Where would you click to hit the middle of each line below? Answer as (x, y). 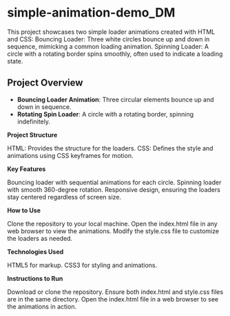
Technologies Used (35, 251)
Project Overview (45, 83)
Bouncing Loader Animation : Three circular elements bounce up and (116, 99)
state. (15, 61)
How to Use (24, 210)
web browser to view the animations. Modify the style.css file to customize (113, 231)
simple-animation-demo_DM (91, 13)
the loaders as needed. (40, 238)
